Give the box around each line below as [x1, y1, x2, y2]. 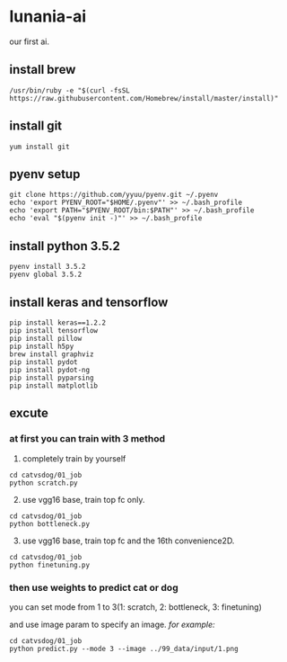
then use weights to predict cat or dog [9, 581, 178, 594]
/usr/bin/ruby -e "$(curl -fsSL [9, 85, 130, 95]
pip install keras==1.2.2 [9, 318, 106, 327]
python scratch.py [9, 479, 78, 488]
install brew [9, 62, 76, 77]
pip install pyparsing [9, 373, 94, 382]
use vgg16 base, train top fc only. [22, 494, 145, 505]
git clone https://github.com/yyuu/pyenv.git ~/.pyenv [9, 191, 219, 200]
